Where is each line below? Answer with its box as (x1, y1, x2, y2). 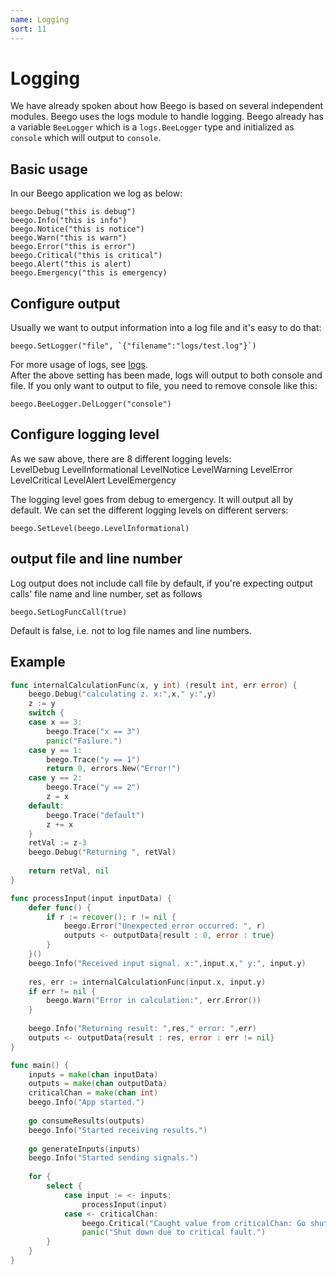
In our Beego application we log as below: (10, 187, 183, 200)
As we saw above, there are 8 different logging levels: (10, 452, 232, 465)
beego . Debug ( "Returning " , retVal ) (28, 847, 177, 858)
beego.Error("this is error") (10, 242, 137, 252)
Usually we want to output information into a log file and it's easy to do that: (10, 322, 322, 334)
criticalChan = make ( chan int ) (28, 1088, 159, 1098)
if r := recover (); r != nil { (46, 912, 177, 922)
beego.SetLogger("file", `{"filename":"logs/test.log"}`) (10, 341, 257, 351)
